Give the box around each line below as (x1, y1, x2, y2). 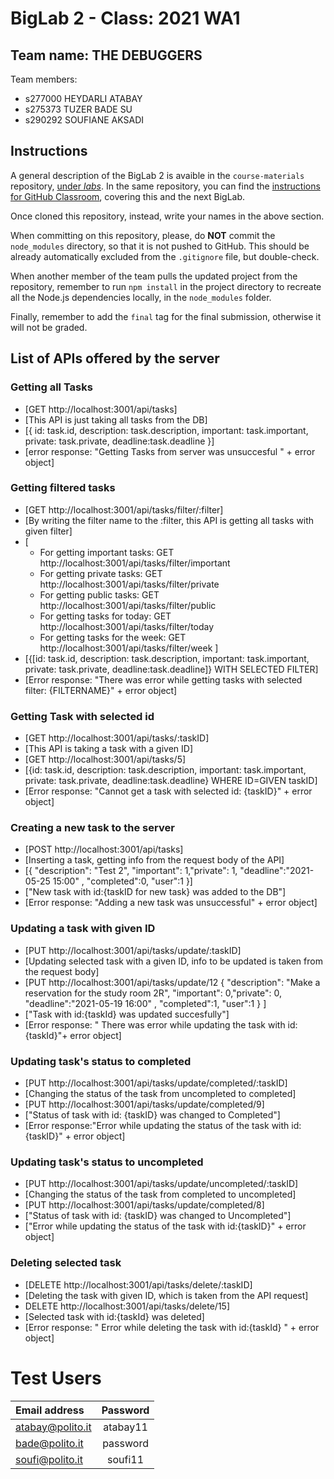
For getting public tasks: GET (39, 588, 160, 601)
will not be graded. (10, 321, 88, 333)
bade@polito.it (15, 1436, 84, 1450)
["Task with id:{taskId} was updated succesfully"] (24, 1008, 230, 1020)
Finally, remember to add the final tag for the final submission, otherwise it (10, 310, 322, 322)
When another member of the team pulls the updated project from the (10, 270, 298, 282)
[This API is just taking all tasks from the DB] (24, 413, 208, 426)
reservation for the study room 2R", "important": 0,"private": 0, (24, 987, 283, 999)
